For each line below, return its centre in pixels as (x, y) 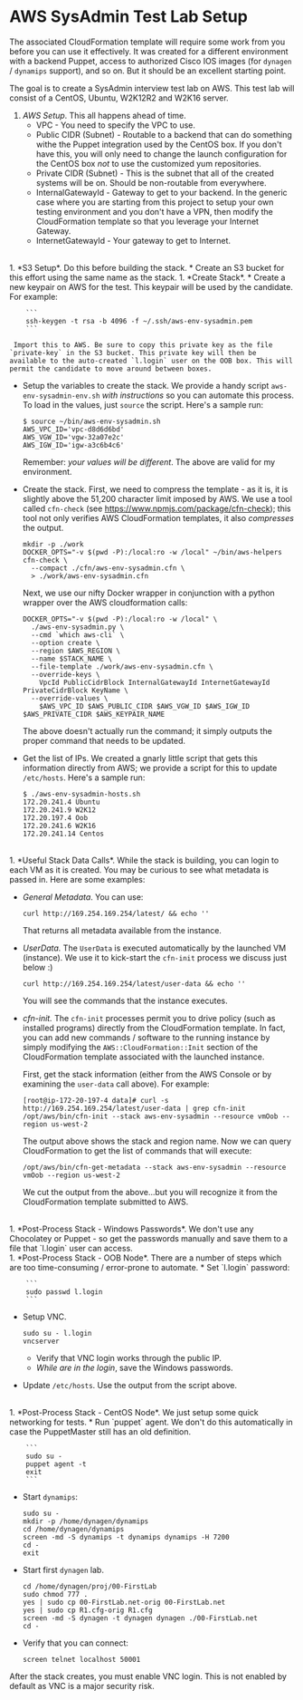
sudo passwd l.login (64, 1292)
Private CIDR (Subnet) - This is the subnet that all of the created (155, 173)
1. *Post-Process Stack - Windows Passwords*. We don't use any (132, 1229)
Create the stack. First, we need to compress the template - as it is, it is (155, 489)
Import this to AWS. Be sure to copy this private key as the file (143, 345)
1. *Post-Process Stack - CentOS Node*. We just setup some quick (134, 1412)
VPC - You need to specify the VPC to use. (116, 125)
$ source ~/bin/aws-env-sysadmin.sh (91, 421)
